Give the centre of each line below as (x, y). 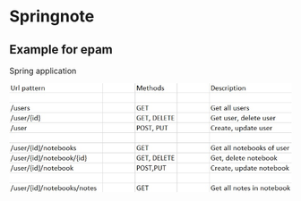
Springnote (52, 17)
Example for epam (61, 50)
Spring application (43, 71)
